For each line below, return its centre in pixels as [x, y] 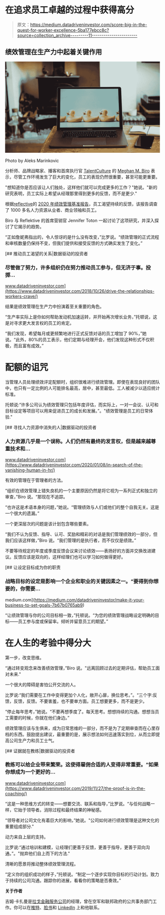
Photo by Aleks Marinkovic [32, 161]
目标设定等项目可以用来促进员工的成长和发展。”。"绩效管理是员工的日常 [77, 411]
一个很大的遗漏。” [22, 513]
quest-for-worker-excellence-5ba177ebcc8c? [63, 30]
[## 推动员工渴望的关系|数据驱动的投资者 [47, 253]
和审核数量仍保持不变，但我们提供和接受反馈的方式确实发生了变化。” [74, 243]
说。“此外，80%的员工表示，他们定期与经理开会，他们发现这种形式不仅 [78, 340]
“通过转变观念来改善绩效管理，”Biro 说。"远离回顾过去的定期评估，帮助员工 [80, 668]
